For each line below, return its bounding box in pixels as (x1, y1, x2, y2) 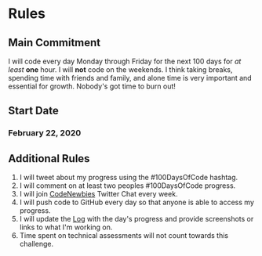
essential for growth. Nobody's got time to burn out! (8, 81, 176, 91)
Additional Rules (8, 152, 90, 165)
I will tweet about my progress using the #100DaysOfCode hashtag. (19, 173, 238, 182)
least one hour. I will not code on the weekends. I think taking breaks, (8, 65, 233, 74)
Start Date (8, 104, 59, 117)
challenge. (19, 240, 53, 249)
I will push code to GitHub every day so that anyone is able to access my (19, 197, 255, 207)
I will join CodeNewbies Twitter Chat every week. (19, 189, 178, 199)
